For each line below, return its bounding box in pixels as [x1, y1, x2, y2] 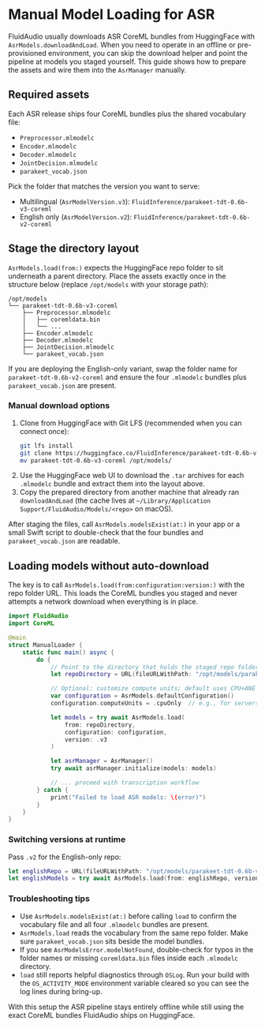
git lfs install [19, 442, 73, 450]
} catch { [36, 786, 69, 794]
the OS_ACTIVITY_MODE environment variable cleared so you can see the [19, 978, 250, 988]
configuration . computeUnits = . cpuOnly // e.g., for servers [50, 700, 259, 708]
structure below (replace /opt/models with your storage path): [8, 279, 209, 289]
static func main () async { [22, 649, 114, 656]
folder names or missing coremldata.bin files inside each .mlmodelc [19, 953, 238, 963]
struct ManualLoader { [8, 641, 83, 649]
